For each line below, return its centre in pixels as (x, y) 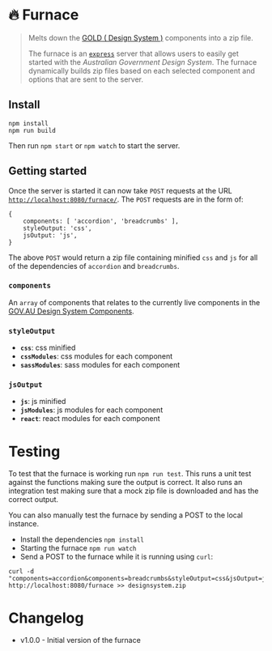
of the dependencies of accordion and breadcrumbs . (94, 266)
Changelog (46, 618)
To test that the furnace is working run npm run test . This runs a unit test (130, 474)
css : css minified (48, 348)
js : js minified (43, 402)
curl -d (21, 572)
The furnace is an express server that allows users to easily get (133, 53)
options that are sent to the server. (86, 79)
